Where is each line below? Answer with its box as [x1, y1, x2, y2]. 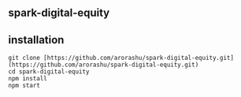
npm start [8, 82, 41, 90]
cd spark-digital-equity [8, 68, 90, 76]
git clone [8, 54, 41, 62]
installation [8, 33, 65, 47]
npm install [8, 75, 47, 83]
